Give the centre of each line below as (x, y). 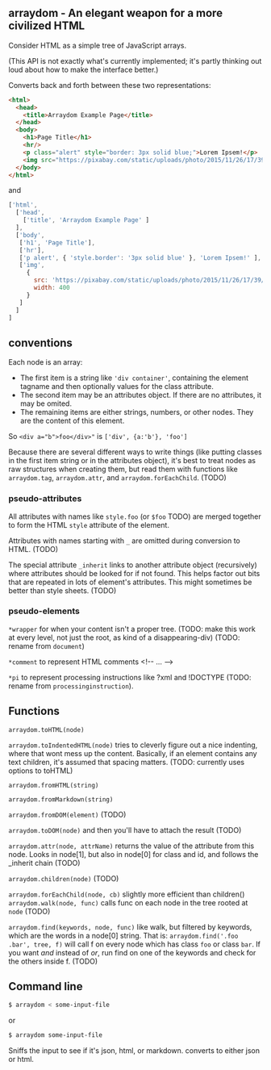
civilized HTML (47, 26)
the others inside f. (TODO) (53, 961)
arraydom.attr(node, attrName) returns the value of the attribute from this (131, 846)
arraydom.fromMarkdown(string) (61, 799)
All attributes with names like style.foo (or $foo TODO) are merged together (135, 516)
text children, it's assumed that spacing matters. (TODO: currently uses (126, 762)
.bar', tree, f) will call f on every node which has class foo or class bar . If (134, 944)
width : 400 (52, 288)
